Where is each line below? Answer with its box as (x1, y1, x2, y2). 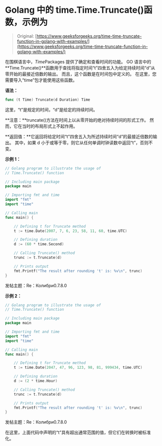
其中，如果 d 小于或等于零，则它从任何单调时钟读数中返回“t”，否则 (14, 140, 149, 146)
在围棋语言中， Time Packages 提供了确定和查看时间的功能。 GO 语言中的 (5, 59, 152, 64)
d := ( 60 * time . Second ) (14, 242, 64, 247)
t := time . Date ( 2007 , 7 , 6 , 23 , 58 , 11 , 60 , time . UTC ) (14, 228, 127, 234)
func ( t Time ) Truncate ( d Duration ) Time (5, 97, 90, 102)
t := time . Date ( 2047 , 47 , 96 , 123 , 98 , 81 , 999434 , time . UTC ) (14, 365, 143, 370)
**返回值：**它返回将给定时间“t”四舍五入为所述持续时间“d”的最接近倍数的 (5, 133, 153, 139)
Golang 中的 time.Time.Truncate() (5, 4, 144, 16)
